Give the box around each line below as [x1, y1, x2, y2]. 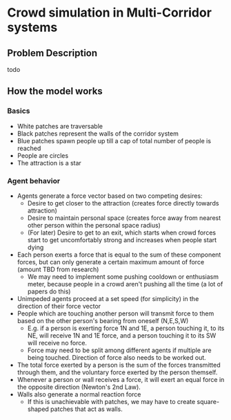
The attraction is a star [17, 158, 81, 167]
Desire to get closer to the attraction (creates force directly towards [27, 199, 219, 207]
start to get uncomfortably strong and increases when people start [27, 235, 217, 244]
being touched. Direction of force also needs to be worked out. [27, 353, 207, 361]
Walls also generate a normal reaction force [17, 390, 141, 399]
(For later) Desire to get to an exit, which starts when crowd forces [27, 228, 216, 237]
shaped [27, 405, 50, 413]
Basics [7, 106, 30, 116]
